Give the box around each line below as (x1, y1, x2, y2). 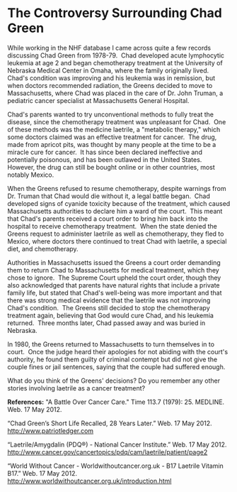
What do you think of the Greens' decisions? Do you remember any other (7, 376, 221, 385)
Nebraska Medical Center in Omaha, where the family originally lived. (7, 66, 209, 75)
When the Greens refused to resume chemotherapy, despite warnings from (7, 184, 226, 192)
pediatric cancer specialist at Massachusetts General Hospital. (7, 96, 190, 104)
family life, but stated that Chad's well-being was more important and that (7, 288, 222, 297)
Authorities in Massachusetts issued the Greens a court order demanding (7, 258, 221, 267)
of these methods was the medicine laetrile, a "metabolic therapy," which (7, 125, 221, 133)
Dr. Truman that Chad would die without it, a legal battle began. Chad (7, 192, 211, 200)
